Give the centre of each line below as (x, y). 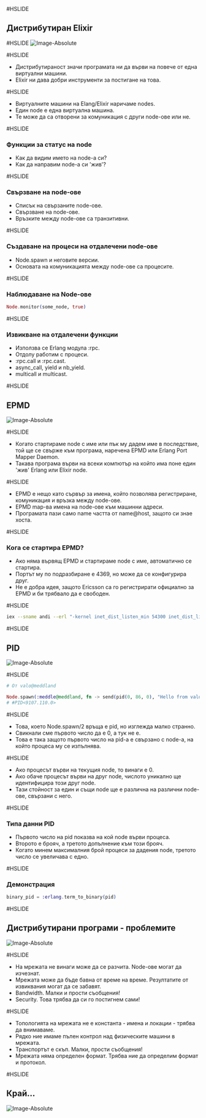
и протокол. (31, 1062)
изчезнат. (28, 973)
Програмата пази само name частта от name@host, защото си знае (104, 513)
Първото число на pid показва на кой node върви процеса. (93, 837)
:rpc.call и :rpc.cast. (40, 361)
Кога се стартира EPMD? (45, 547)
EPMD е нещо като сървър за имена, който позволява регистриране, (106, 493)
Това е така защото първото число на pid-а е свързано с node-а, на (104, 739)
